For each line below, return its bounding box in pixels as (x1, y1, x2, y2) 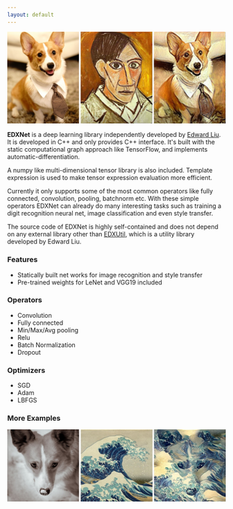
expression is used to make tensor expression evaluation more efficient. (7, 174, 213, 182)
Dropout (17, 348, 42, 356)
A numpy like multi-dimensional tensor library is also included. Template (7, 166, 213, 175)
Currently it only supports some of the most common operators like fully (7, 187, 214, 195)
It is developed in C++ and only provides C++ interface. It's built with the (7, 138, 215, 146)
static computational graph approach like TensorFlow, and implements (7, 145, 208, 154)
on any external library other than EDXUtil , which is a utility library (7, 230, 195, 239)
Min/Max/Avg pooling (17, 325, 78, 334)
